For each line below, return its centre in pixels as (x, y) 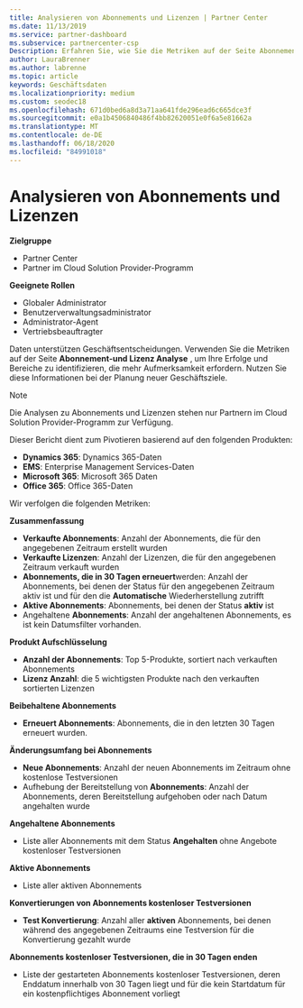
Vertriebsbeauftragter (63, 331)
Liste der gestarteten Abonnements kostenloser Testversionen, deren (151, 974)
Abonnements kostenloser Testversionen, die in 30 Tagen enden (133, 957)
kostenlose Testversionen (70, 777)
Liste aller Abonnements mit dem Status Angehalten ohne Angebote (150, 840)
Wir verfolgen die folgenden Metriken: (80, 503)
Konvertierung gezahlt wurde (76, 939)
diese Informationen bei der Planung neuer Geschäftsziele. (119, 377)
